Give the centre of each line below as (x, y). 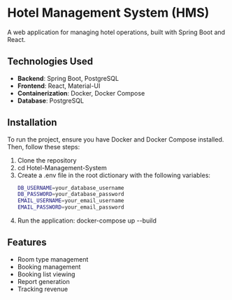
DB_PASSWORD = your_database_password (71, 194)
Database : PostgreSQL (51, 100)
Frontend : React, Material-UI (59, 86)
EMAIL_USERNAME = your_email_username (71, 201)
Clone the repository (47, 160)
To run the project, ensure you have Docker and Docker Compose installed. (116, 139)
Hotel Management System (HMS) (108, 13)
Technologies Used (50, 62)
